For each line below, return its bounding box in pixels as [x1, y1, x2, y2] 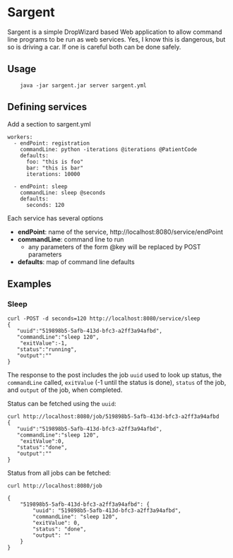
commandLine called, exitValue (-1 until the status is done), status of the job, [7, 379, 227, 387]
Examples [7, 278, 52, 290]
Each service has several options [7, 213, 104, 222]
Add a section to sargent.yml [7, 119, 91, 128]
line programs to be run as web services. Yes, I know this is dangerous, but [7, 35, 226, 43]
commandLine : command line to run [17, 235, 124, 244]
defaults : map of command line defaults [17, 257, 136, 266]
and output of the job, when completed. [7, 386, 123, 394]
